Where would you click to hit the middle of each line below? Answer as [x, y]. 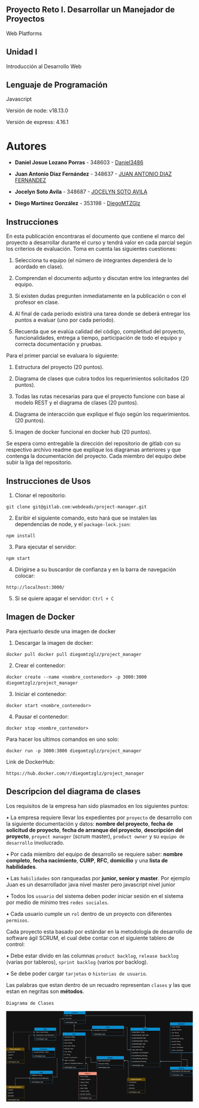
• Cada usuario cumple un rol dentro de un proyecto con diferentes [89, 913]
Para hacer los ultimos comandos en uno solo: [63, 739]
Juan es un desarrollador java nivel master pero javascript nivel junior [91, 884]
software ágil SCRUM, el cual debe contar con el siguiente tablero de [90, 938]
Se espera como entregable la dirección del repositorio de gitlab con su [93, 444]
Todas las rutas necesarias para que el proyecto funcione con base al [99, 396]
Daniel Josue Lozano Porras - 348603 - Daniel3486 [79, 163]
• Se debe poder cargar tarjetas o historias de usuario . [77, 973]
